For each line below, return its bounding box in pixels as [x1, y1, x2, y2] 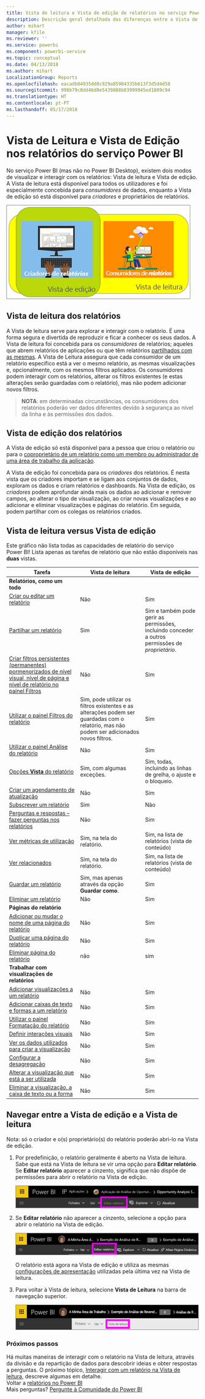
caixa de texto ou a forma [9, 1090, 73, 1098]
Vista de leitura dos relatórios [6, 311, 121, 321]
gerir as [145, 614, 165, 621]
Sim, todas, [145, 758, 173, 765]
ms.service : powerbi [6, 42, 59, 48]
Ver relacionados [9, 859, 52, 866]
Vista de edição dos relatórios [6, 428, 123, 438]
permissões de [145, 640, 182, 647]
